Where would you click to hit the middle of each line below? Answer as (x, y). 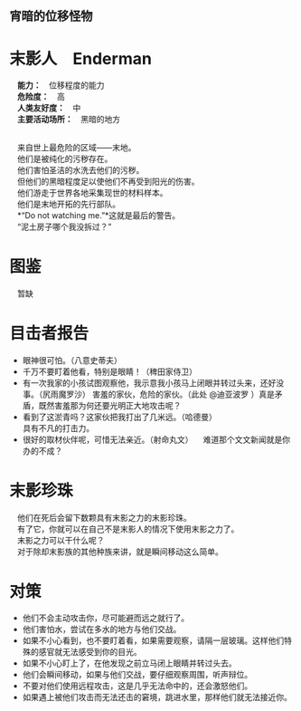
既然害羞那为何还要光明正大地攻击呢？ (110, 405)
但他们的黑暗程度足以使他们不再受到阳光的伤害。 (108, 181)
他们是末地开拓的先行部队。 (68, 204)
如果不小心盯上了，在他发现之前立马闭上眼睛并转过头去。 (129, 663)
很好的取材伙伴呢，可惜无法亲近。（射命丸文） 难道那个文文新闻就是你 (156, 439)
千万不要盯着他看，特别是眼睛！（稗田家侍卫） (109, 371)
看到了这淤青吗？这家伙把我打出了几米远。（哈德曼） (119, 417)
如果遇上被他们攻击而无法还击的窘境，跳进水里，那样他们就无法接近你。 (157, 697)
